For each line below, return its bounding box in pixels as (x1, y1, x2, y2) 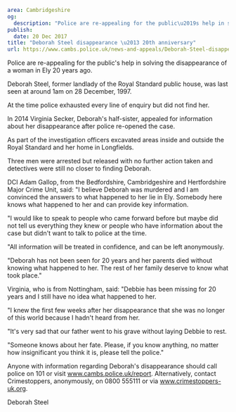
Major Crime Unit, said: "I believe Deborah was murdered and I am (7, 185, 199, 194)
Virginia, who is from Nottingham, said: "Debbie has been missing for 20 (7, 285, 216, 294)
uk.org (7, 385, 27, 393)
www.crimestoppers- (159, 377, 221, 385)
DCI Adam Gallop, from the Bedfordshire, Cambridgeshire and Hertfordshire (7, 178, 227, 187)
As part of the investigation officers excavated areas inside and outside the (7, 136, 225, 144)
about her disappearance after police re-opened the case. (7, 122, 176, 130)
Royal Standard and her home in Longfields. (7, 143, 134, 151)
